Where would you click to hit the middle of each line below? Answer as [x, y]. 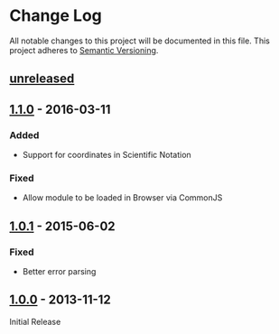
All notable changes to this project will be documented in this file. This [140, 41]
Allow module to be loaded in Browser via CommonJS [122, 198]
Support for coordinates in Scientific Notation [107, 155]
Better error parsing [59, 271]
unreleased [42, 79]
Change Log [56, 16]
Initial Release [35, 321]
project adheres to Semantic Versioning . [84, 50]
